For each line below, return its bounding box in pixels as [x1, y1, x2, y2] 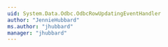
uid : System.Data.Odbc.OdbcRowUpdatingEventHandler [7, 10, 161, 17]
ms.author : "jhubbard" [7, 23, 73, 30]
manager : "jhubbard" [7, 29, 68, 37]
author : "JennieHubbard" [7, 17, 80, 23]
